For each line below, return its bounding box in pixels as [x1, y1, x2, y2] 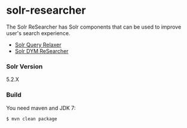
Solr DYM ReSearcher [14, 47, 69, 54]
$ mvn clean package [6, 115, 58, 122]
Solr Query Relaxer [14, 41, 62, 48]
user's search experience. [6, 29, 70, 36]
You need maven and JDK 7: [6, 104, 76, 111]
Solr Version [6, 62, 43, 70]
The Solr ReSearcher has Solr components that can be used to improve [6, 23, 182, 30]
